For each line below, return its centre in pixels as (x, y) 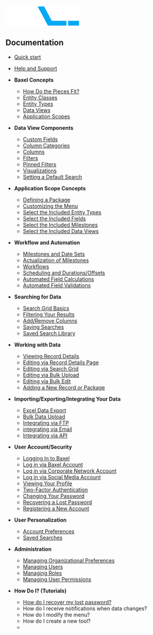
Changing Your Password (54, 496)
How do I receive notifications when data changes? (85, 608)
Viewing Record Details (51, 356)
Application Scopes (46, 116)
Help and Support (35, 68)
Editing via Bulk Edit (47, 381)
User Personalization (40, 520)
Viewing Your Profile (48, 483)
